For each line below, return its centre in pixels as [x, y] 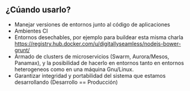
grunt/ [22, 50]
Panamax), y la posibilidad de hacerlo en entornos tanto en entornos [99, 63]
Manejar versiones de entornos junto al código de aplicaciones [92, 24]
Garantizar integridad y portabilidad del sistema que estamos [90, 75]
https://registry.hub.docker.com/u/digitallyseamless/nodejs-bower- [98, 43]
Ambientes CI [31, 31]
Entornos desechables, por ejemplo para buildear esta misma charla [99, 37]
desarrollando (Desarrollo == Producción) [66, 82]
